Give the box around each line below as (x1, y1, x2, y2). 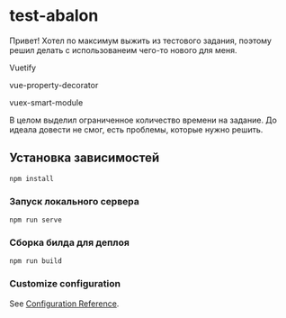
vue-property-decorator (9, 79, 99, 90)
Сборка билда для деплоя (9, 236, 130, 249)
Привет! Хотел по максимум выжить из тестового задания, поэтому (9, 35, 273, 46)
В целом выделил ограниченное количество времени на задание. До (9, 114, 277, 125)
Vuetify (9, 62, 37, 73)
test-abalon (9, 5, 99, 26)
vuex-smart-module (9, 96, 84, 108)
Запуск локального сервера (9, 195, 139, 207)
